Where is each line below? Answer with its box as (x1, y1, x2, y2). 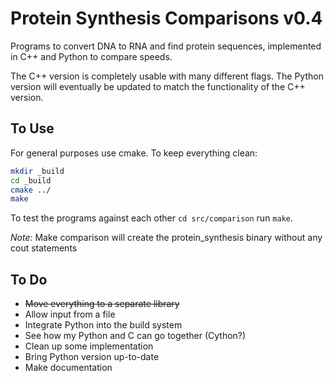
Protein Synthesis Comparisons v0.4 (10, 7, 323, 30)
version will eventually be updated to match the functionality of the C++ (10, 80, 306, 92)
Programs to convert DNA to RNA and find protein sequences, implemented (10, 40, 322, 52)
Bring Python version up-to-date (24, 351, 160, 363)
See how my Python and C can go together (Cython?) (24, 330, 247, 342)
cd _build (10, 175, 52, 186)
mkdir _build (10, 166, 65, 176)
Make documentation (24, 362, 113, 374)
